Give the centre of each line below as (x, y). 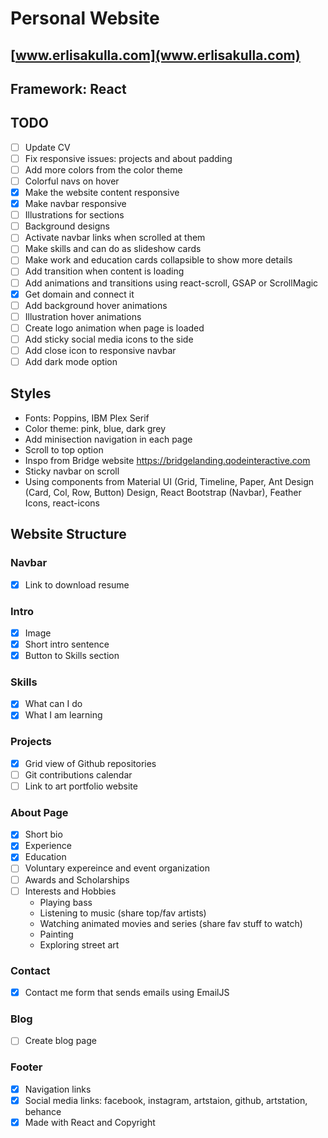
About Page (39, 812)
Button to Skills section (72, 656)
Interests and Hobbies (70, 891)
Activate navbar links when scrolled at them (115, 238)
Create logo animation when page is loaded (114, 328)
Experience (48, 846)
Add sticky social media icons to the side (109, 339)
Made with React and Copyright (90, 1122)
